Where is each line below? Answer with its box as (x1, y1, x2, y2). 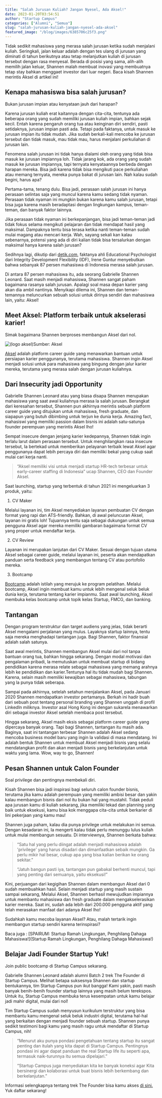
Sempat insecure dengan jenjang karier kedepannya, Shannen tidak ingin (5, 433, 151, 439)
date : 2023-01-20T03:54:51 (5, 12, 59, 17)
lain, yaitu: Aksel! (5, 297, 39, 303)
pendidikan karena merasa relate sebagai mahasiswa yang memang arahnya (5, 664, 158, 670)
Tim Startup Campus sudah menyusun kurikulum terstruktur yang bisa (5, 1008, 145, 1013)
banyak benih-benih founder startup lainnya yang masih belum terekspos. (5, 988, 152, 993)
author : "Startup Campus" (5, 16, 57, 21)
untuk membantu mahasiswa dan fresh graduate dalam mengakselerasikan (5, 897, 155, 903)
